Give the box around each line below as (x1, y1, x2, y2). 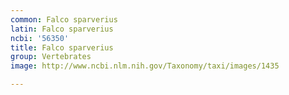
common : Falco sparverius (10, 14, 118, 25)
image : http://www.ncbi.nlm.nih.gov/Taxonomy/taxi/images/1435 (10, 61, 280, 71)
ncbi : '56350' (10, 33, 70, 43)
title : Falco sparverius (10, 42, 114, 53)
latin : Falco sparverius (10, 24, 114, 34)
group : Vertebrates (10, 52, 92, 62)
